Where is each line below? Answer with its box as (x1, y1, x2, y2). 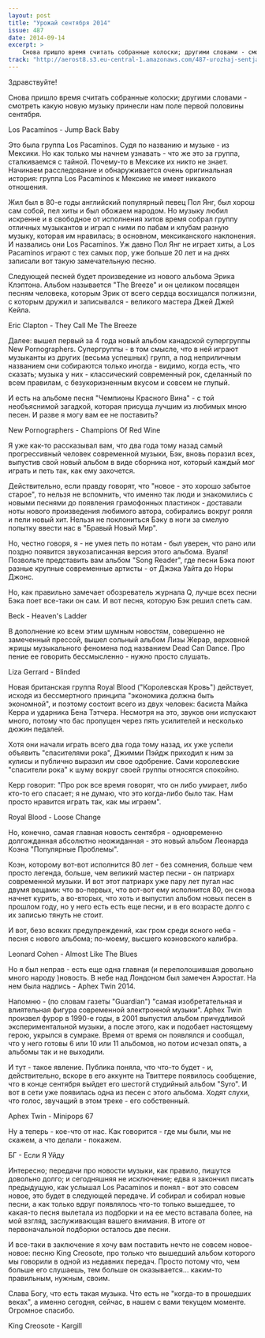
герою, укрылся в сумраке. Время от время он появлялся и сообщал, (8, 1030, 244, 1040)
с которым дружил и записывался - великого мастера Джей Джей (8, 297, 234, 306)
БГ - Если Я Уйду (8, 1150, 65, 1159)
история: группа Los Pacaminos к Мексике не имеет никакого (8, 173, 217, 183)
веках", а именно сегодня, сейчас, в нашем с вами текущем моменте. (8, 1297, 246, 1306)
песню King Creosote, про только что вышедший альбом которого (32, 1248, 256, 1257)
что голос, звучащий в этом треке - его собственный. (8, 1096, 190, 1106)
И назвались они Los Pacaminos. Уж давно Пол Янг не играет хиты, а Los (8, 239, 255, 249)
